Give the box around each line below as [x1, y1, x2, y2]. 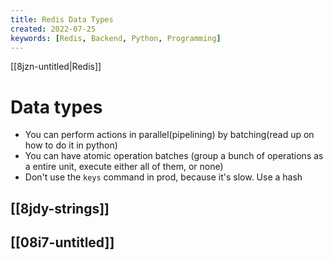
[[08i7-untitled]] [10, 234, 115, 251]
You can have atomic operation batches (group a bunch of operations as [24, 150, 324, 162]
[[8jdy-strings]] [10, 200, 110, 217]
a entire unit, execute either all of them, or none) [24, 161, 224, 173]
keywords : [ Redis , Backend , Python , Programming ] [10, 33, 222, 43]
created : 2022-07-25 [10, 24, 97, 34]
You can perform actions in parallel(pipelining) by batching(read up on [24, 129, 315, 141]
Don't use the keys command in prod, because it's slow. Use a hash [24, 171, 303, 183]
